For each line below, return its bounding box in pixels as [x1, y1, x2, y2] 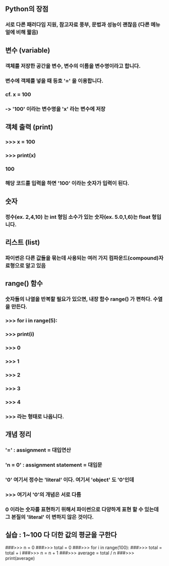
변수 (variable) [5, 46, 50, 55]
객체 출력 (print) [5, 123, 53, 131]
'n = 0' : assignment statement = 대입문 [5, 461, 102, 468]
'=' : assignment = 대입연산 [5, 447, 72, 454]
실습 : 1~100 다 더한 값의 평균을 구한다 [5, 531, 117, 539]
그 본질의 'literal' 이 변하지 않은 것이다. [5, 513, 94, 521]
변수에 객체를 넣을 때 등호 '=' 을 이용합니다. [5, 77, 103, 84]
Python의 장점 [5, 5, 49, 14]
